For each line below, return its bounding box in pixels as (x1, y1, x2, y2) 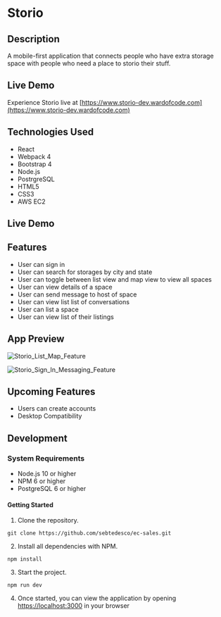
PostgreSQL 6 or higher (17, 485, 87, 493)
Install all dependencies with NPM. (17, 542, 118, 551)
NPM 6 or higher (17, 477, 66, 485)
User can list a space (17, 305, 79, 313)
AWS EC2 (17, 197, 46, 206)
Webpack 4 (17, 152, 51, 161)
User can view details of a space (17, 282, 113, 291)
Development (7, 432, 68, 444)
